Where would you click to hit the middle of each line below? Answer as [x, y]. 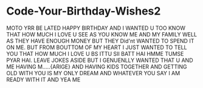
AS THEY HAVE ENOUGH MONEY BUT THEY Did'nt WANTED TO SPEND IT [100, 41]
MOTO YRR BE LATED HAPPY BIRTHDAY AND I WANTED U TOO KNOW [96, 28]
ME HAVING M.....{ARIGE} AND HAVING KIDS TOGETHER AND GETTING [97, 66]
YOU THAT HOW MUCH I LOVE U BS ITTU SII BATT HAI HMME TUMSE [95, 53]
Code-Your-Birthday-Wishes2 [84, 11]
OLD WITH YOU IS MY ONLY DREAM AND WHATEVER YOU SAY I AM [93, 73]
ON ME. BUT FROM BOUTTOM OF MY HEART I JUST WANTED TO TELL [97, 47]
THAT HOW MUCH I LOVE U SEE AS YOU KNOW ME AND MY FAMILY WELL [102, 34]
